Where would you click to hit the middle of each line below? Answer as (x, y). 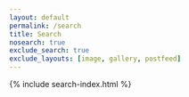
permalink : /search (45, 26)
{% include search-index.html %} (70, 84)
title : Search (36, 34)
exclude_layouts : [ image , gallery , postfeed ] (95, 59)
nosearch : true (37, 42)
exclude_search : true (49, 51)
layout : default (39, 17)
